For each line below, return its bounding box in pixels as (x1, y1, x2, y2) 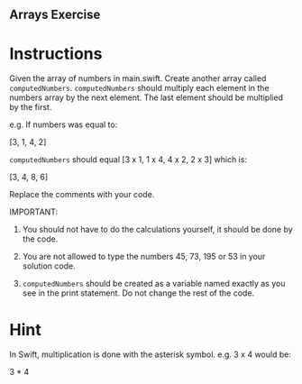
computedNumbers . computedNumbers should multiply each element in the (9, 83, 270, 94)
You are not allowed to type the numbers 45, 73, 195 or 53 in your (22, 251, 266, 262)
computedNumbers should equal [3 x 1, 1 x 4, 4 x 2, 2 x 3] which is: (9, 154, 248, 165)
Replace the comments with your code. (9, 189, 155, 200)
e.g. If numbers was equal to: (9, 119, 118, 130)
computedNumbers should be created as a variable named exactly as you (22, 279, 286, 289)
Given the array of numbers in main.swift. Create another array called (9, 73, 267, 84)
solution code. (22, 261, 76, 271)
